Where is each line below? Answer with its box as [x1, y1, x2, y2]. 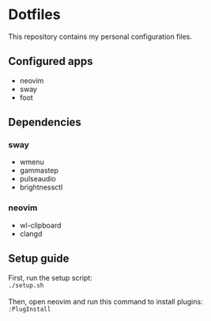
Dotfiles [8, 6, 61, 24]
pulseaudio [19, 174, 57, 184]
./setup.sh [8, 281, 44, 289]
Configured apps [8, 55, 93, 68]
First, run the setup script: [8, 273, 92, 282]
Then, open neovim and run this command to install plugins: [8, 296, 203, 306]
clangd [19, 228, 43, 239]
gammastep [19, 166, 59, 175]
